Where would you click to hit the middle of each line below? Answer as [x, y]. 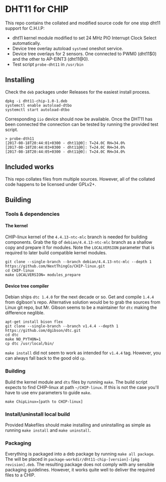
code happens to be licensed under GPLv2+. [51, 184]
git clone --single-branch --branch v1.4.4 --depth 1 [62, 326]
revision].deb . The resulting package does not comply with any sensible [80, 465]
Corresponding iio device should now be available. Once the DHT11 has [79, 119]
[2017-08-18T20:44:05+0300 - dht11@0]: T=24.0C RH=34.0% [65, 152]
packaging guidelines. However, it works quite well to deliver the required [80, 470]
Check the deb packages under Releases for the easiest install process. [78, 92]
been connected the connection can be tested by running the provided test [82, 124]
